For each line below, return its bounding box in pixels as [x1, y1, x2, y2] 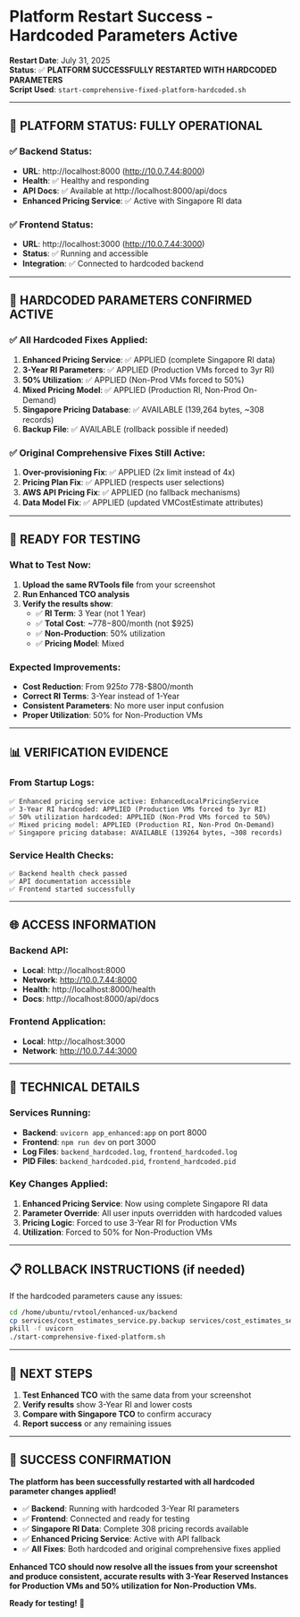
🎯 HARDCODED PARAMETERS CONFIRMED [9, 293, 253, 308]
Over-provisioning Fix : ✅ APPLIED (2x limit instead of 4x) [21, 466, 236, 477]
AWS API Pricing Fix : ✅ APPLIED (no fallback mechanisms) [21, 486, 241, 498]
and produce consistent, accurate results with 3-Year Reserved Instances [9, 1570, 288, 1581]
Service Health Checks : [9, 849, 114, 861]
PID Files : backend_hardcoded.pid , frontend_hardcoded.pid [21, 1155, 237, 1166]
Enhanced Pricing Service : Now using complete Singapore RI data [21, 1198, 269, 1209]
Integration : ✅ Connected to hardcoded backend [21, 258, 204, 269]
